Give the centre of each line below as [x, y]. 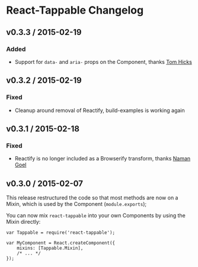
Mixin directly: [23, 222]
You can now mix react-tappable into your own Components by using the [96, 215]
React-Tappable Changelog [75, 10]
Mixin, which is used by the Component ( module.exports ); [76, 204]
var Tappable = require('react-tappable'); [61, 233]
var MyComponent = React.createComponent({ [61, 243]
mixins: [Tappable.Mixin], [50, 248]
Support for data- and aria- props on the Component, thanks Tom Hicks [103, 62]
